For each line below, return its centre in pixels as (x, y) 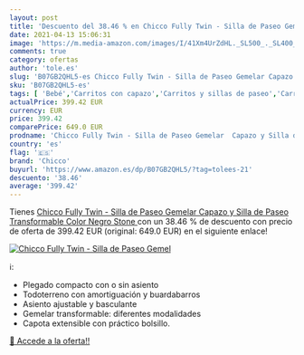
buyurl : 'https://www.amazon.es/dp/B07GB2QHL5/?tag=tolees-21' (131, 169)
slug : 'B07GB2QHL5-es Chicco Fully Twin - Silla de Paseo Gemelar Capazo (152, 77)
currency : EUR (36, 110)
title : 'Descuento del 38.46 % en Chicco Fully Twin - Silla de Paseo (145, 26)
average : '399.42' (44, 187)
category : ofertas (44, 60)
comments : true (38, 52)
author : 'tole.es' (44, 69)
